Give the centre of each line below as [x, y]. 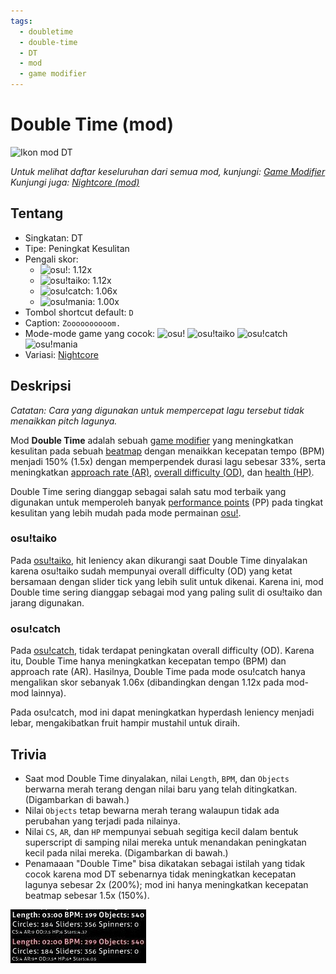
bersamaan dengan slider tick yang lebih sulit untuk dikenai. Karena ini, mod [167, 581]
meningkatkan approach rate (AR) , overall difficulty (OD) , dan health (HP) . [162, 472]
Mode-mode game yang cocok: [90, 333]
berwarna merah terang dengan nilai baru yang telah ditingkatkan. [161, 789]
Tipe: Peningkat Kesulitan [77, 248]
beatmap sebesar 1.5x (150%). [87, 895]
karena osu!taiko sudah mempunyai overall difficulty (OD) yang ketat [151, 571]
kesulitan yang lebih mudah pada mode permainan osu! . [126, 512]
